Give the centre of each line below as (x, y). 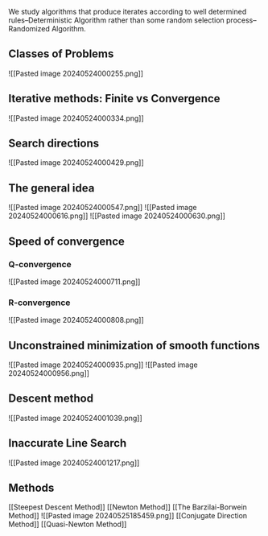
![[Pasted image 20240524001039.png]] (75, 418)
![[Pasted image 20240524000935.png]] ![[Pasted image (103, 365)
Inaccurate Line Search (68, 443)
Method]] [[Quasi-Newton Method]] (68, 524)
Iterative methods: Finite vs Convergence (114, 99)
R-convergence (39, 303)
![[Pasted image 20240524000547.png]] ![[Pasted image (103, 208)
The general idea (52, 188)
